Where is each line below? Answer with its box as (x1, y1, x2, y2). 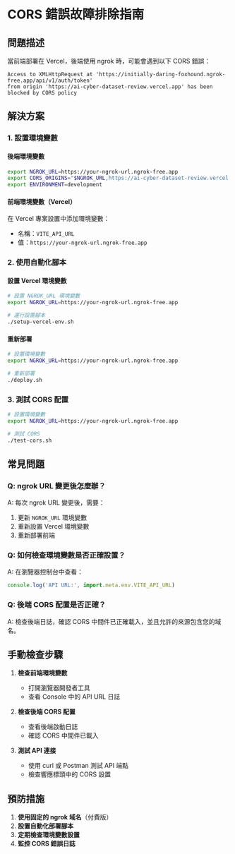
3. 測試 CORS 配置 (7, 395, 69, 404)
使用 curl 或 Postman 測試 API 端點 (28, 762, 129, 770)
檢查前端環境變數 (17, 668, 68, 678)
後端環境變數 (7, 152, 44, 160)
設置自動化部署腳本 (17, 822, 74, 830)
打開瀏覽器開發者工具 (28, 684, 90, 692)
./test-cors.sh (7, 437, 52, 444)
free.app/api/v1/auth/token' (7, 77, 93, 84)
